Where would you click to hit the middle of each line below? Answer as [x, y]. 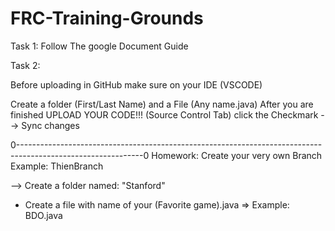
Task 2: [25, 65]
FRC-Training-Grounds [107, 18]
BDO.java [43, 215]
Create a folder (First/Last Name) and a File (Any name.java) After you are [162, 104]
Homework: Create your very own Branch [237, 155]
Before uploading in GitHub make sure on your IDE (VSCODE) [136, 84]
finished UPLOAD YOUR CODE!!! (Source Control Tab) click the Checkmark [164, 114]
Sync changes [50, 125]
